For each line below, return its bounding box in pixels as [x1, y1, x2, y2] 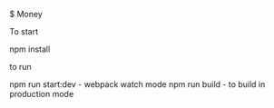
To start [9, 26, 39, 36]
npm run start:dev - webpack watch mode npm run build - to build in [9, 79, 266, 90]
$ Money [9, 9, 43, 19]
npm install [9, 44, 51, 54]
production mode [9, 89, 74, 99]
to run [9, 62, 32, 72]
